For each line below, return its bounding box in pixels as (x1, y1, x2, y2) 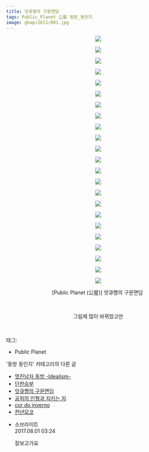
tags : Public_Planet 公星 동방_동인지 (6, 14, 92, 20)
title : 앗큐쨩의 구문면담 (6, 8, 60, 15)
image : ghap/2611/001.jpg (6, 19, 69, 25)
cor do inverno (14, 402, 50, 409)
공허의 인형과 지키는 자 (14, 395, 67, 402)
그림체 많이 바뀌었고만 (72, 313, 124, 320)
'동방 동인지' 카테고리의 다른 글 (6, 361, 77, 368)
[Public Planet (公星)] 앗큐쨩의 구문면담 (51, 289, 143, 296)
